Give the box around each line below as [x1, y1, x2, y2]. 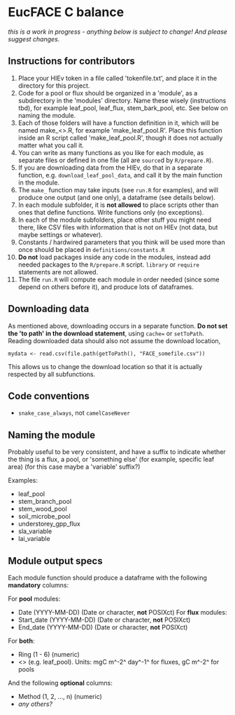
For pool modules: [8, 594, 61, 603]
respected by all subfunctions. [8, 370, 96, 378]
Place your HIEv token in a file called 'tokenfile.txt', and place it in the [17, 74, 218, 82]
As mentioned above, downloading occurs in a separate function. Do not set [8, 321, 228, 330]
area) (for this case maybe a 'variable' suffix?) [8, 462, 141, 471]
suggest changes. [8, 34, 60, 43]
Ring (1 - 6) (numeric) [17, 650, 80, 658]
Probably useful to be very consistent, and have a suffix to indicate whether [8, 448, 226, 456]
